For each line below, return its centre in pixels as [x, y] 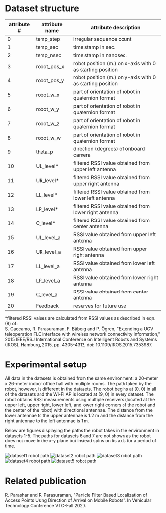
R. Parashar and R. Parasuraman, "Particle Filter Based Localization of [76, 495]
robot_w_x [48, 95]
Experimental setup [46, 365]
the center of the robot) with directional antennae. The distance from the [79, 410]
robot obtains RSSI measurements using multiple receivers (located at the [80, 399]
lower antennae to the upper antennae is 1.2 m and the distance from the [79, 415]
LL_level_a [48, 266]
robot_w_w [48, 138]
